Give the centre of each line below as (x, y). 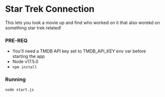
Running (16, 79)
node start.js (20, 90)
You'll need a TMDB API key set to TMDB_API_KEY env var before (79, 51)
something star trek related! (33, 27)
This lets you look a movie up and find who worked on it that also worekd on (82, 23)
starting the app (28, 56)
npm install (24, 67)
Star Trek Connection (50, 9)
